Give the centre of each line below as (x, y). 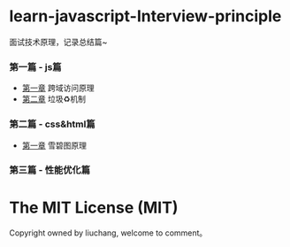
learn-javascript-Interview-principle (145, 16)
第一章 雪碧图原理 (54, 145)
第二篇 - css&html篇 (52, 124)
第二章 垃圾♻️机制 (54, 99)
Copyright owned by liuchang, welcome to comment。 (108, 233)
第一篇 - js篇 (35, 66)
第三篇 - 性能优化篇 (50, 170)
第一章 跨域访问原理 (58, 88)
